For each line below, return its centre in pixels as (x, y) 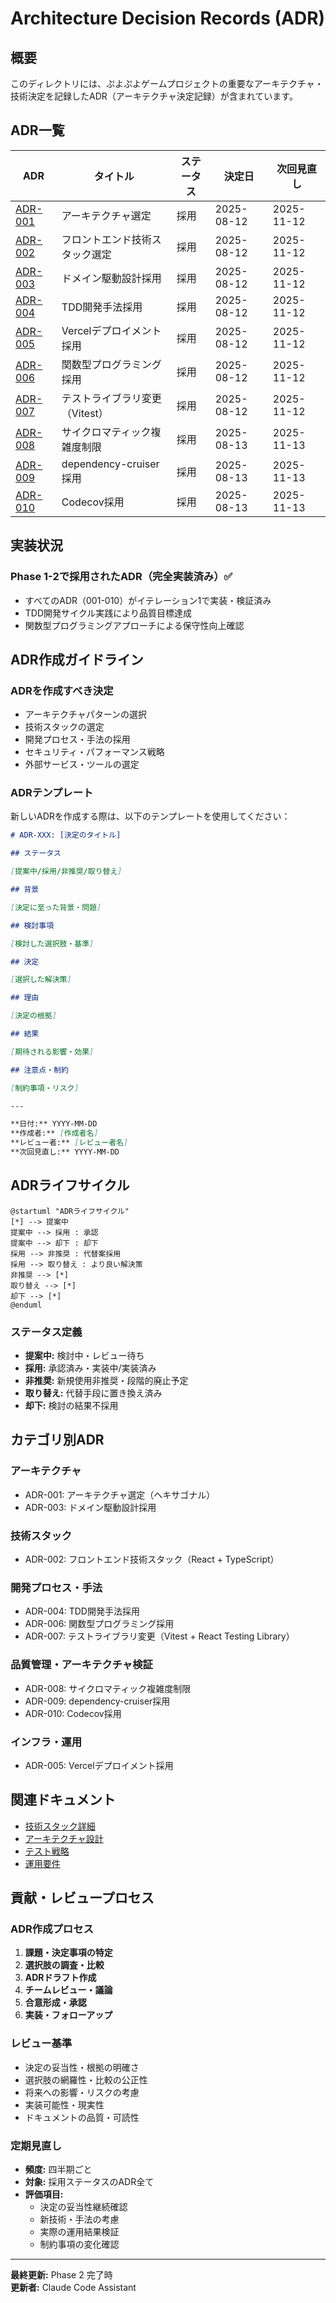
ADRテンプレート (52, 793)
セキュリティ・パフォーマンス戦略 (94, 752)
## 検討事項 (32, 925)
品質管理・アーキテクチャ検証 (81, 1665)
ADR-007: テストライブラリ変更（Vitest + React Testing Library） (159, 1636)
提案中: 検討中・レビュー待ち (84, 1356)
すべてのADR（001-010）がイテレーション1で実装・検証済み (148, 600)
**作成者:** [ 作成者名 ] (54, 1133)
